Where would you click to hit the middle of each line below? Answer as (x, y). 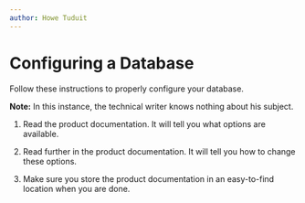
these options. (50, 161)
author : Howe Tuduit (49, 18)
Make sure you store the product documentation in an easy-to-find (148, 178)
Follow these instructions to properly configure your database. (127, 89)
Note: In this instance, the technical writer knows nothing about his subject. (152, 106)
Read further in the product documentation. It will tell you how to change (159, 151)
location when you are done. (76, 188)
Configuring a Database (102, 63)
